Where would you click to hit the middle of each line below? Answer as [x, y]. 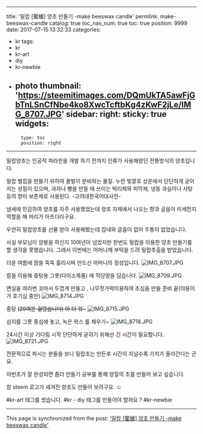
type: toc [33, 138]
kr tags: [24, 41]
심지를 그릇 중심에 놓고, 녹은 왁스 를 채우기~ [58, 322]
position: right [41, 143]
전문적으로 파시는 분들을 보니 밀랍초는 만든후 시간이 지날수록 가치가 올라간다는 [98, 354]
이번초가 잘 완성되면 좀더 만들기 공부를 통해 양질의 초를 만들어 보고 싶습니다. [96, 374]
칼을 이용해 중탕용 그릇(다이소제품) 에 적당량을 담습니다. [72, 275]
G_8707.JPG [38, 115]
